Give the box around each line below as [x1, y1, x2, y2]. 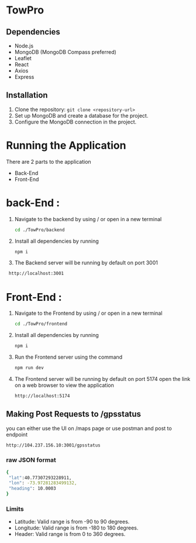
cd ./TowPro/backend [14, 226, 65, 233]
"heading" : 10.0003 [8, 486, 57, 492]
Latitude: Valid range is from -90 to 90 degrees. [14, 518, 130, 525]
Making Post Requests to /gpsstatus [6, 409, 142, 419]
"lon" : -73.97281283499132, [8, 480, 77, 486]
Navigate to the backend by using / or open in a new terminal [14, 215, 162, 222]
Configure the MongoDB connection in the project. [14, 118, 137, 125]
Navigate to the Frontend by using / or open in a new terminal [14, 310, 163, 317]
